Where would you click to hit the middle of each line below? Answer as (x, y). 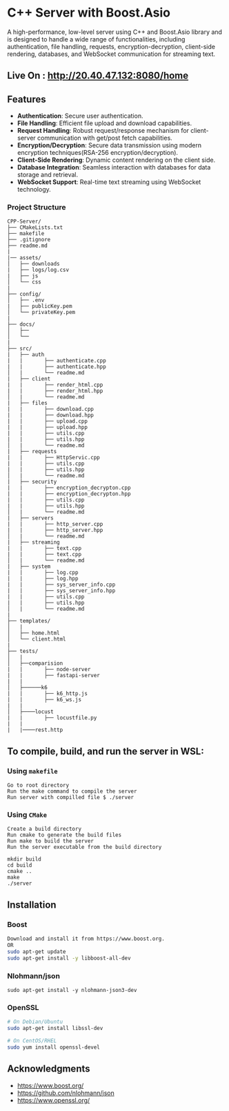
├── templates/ (29, 621)
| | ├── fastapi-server (53, 676)
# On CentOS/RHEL (32, 1040)
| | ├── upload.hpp (48, 428)
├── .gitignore (29, 240)
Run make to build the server (51, 841)
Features (27, 99)
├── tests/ (23, 652)
